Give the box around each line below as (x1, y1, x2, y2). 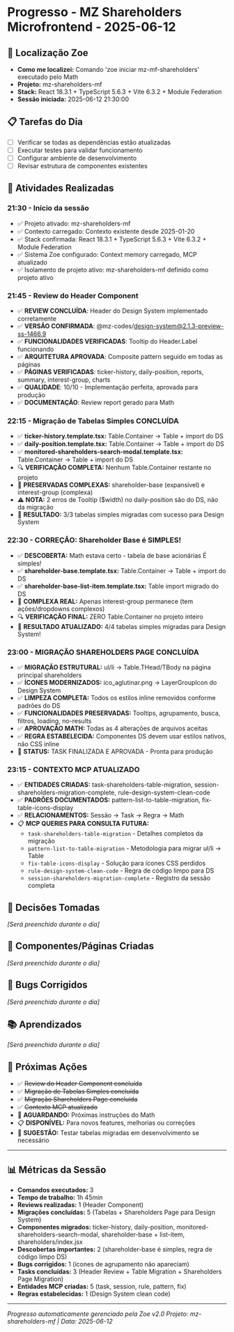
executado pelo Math (17, 73, 79, 81)
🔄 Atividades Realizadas (7, 182, 114, 194)
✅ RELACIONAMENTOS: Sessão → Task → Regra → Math (17, 811, 185, 820)
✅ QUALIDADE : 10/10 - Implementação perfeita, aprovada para (17, 383, 198, 392)
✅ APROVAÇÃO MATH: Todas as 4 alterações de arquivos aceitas (17, 724, 208, 732)
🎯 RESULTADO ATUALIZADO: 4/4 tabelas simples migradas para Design (17, 622, 226, 630)
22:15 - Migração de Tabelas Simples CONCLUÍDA (7, 416, 180, 426)
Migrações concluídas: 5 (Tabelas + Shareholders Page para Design (17, 1208, 216, 1217)
